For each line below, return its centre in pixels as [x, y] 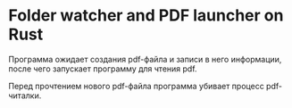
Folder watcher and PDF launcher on [146, 16]
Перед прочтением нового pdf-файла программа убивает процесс [136, 86]
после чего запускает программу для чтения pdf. [103, 69]
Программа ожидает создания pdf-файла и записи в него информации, [145, 59]
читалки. [25, 96]
